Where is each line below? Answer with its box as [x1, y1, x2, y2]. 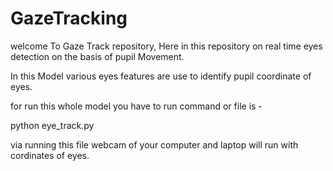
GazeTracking [10, 7, 128, 30]
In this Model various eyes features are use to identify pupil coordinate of [10, 70, 312, 82]
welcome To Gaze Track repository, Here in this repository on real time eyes [10, 40, 323, 52]
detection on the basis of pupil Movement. [10, 50, 185, 62]
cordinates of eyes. [10, 149, 90, 161]
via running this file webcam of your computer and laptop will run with [10, 138, 299, 151]
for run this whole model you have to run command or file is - [10, 100, 263, 112]
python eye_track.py [10, 119, 95, 131]
